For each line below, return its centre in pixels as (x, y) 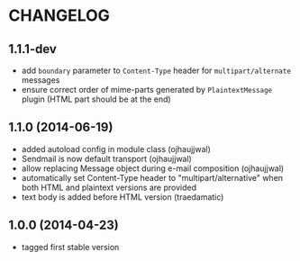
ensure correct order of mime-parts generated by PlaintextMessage (146, 90)
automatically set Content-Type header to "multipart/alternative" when (152, 177)
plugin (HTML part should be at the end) (96, 99)
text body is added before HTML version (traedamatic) (123, 197)
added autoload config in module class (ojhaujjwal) (116, 148)
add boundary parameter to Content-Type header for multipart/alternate (156, 70)
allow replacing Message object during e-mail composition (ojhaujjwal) (153, 168)
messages (41, 80)
